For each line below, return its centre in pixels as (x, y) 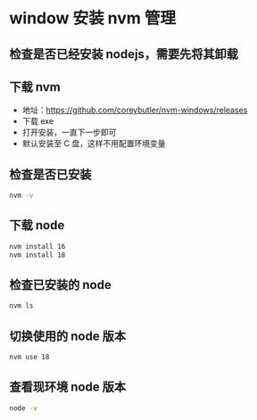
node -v (24, 408)
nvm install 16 (37, 246)
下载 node (37, 225)
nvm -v (21, 196)
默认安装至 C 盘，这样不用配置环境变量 (94, 144)
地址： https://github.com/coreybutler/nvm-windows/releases (135, 110)
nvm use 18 (29, 358)
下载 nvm (35, 87)
